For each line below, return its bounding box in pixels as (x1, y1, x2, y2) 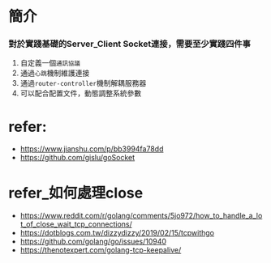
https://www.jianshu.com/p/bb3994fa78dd (19, 144, 164, 154)
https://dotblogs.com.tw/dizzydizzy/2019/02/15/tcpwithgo (19, 228, 215, 238)
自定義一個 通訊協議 (19, 58, 81, 68)
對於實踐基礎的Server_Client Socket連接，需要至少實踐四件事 (8, 38, 252, 49)
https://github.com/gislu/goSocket (19, 153, 135, 163)
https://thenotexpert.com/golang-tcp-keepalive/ (19, 245, 182, 255)
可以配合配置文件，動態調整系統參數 (19, 88, 142, 98)
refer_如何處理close (8, 184, 144, 202)
